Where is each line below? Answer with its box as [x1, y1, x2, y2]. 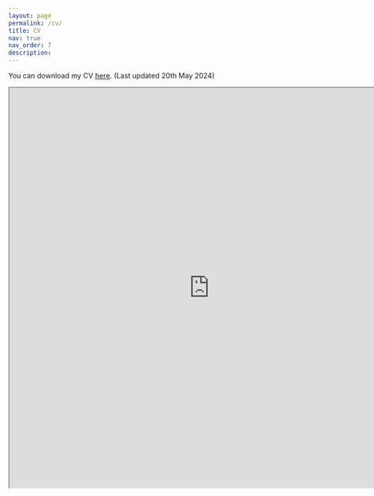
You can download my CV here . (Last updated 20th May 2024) [8, 71, 215, 80]
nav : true [8, 34, 42, 42]
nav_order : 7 [8, 42, 52, 50]
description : [8, 49, 52, 57]
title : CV [8, 26, 42, 34]
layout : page [8, 11, 52, 20]
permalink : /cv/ [8, 19, 62, 27]
